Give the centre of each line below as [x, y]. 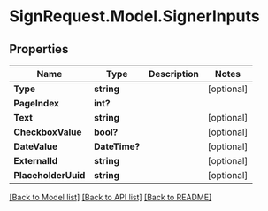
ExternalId [36, 161]
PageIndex [37, 103]
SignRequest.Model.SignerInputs [135, 16]
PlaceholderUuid [50, 175]
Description [174, 74]
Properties [39, 49]
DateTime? [117, 146]
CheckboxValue [48, 132]
